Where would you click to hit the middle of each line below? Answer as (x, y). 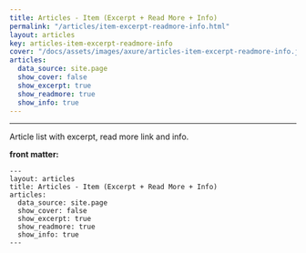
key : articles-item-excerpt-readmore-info (91, 43)
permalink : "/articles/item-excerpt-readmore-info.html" (120, 26)
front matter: (34, 155)
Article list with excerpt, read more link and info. (99, 137)
